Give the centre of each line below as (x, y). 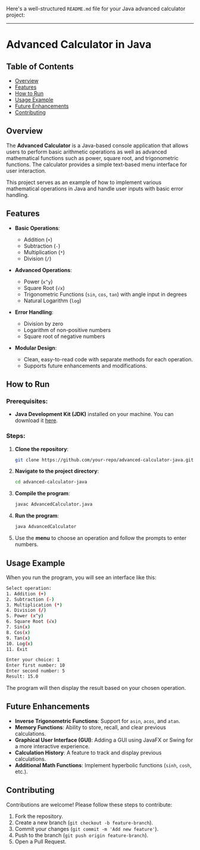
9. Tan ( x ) (18, 638)
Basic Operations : (37, 228)
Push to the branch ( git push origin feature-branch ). (82, 835)
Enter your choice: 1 (33, 660)
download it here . (36, 421)
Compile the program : (42, 493)
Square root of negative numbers (64, 336)
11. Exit (17, 649)
